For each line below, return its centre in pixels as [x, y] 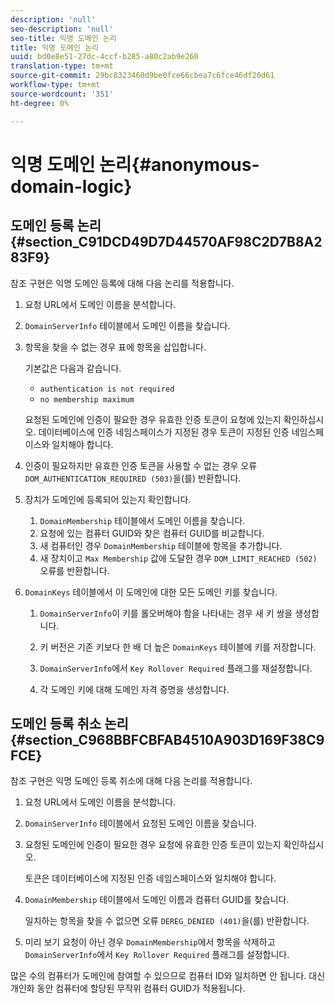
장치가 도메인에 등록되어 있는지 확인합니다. [108, 499]
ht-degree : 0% [40, 103]
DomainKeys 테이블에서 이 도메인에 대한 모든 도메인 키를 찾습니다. [151, 592]
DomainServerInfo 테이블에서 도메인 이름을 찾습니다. [127, 325]
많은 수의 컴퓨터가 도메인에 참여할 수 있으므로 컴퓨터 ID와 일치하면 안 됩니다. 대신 [168, 976]
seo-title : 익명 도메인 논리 [63, 38]
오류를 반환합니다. [74, 570]
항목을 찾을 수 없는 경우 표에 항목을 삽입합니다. [115, 347]
